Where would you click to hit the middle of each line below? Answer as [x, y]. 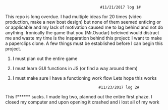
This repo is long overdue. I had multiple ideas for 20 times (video [74, 17]
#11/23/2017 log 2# [119, 87]
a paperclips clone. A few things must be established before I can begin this [84, 43]
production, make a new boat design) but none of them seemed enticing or [83, 22]
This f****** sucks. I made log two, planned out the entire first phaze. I [79, 97]
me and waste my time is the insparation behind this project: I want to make [84, 38]
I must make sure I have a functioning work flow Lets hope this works [85, 78]
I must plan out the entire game [45, 59]
